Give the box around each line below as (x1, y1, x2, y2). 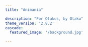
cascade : (5, 25, 23, 30)
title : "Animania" (5, 7, 43, 12)
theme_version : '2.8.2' (5, 21, 55, 26)
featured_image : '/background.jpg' (9, 30, 84, 35)
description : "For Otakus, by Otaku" (5, 16, 84, 21)
